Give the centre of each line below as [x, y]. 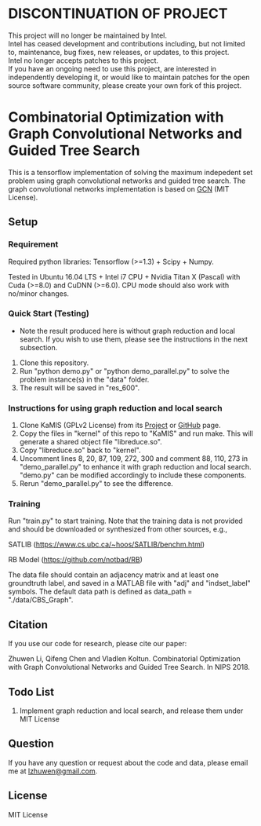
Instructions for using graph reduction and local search [115, 408]
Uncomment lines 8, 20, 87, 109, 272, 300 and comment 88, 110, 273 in [134, 459]
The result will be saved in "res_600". [79, 387]
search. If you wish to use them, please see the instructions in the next [134, 339]
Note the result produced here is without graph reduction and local [127, 331]
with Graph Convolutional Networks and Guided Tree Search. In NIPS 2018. [129, 667]
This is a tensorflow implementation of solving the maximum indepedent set [130, 172]
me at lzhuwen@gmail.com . [53, 771]
